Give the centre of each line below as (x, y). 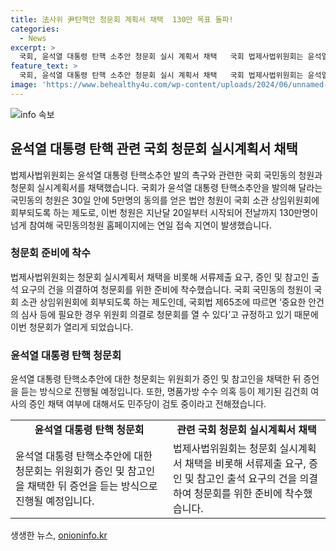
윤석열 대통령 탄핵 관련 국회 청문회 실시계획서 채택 (154, 149)
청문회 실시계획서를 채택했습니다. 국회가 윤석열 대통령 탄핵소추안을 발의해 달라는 (166, 187)
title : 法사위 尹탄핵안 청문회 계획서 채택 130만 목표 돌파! (122, 19)
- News (33, 38)
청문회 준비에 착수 (51, 253)
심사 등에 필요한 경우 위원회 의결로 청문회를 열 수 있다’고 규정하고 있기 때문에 (169, 314)
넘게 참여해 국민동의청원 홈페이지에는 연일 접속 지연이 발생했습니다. (141, 225)
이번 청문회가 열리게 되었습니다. (72, 327)
